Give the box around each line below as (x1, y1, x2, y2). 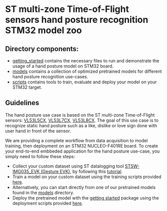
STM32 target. (12, 84, 42, 90)
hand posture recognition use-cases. (12, 74, 88, 79)
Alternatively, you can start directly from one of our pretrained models (12, 184, 156, 190)
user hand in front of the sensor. (5, 128, 71, 134)
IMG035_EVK (12, 168, 40, 174)
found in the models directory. (12, 190, 75, 196)
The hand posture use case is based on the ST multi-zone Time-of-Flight (5, 112, 155, 118)
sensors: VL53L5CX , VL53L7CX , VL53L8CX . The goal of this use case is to (5, 117, 159, 123)
